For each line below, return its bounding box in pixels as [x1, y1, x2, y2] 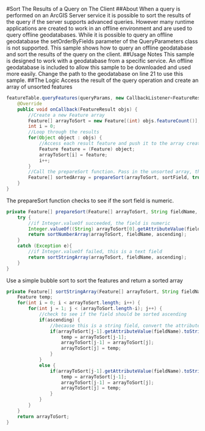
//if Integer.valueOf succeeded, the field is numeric [28, 220, 171, 226]
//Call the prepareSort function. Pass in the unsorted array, [28, 169, 192, 175]
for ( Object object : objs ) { [28, 134, 103, 141]
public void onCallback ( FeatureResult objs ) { [17, 106, 138, 112]
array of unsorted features [6, 83, 73, 90]
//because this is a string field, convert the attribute [49, 322, 201, 329]
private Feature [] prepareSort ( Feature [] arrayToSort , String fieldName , [6, 208, 198, 215]
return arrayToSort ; [17, 413, 70, 419]
